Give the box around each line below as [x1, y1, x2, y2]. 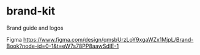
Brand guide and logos [6, 24, 64, 31]
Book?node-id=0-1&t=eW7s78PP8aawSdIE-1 [6, 42, 119, 50]
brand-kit [6, 4, 56, 18]
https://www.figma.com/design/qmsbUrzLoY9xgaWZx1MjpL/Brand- [23, 36, 194, 43]
